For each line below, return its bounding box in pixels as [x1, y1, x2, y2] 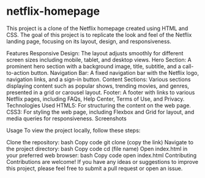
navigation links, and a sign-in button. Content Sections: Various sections [6, 75, 191, 83]
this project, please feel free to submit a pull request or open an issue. [6, 164, 183, 172]
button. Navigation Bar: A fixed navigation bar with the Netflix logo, [30, 69, 199, 76]
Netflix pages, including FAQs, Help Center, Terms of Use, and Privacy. [6, 95, 185, 103]
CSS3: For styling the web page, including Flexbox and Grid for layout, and [6, 108, 195, 115]
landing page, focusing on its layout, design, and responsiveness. [6, 37, 171, 45]
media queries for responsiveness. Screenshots [6, 115, 127, 122]
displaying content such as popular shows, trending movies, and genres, [6, 82, 190, 90]
